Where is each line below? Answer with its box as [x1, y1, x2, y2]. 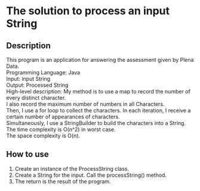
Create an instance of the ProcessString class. [14, 165, 130, 172]
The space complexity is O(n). [6, 132, 81, 139]
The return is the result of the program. [14, 177, 112, 185]
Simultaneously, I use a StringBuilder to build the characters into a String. [6, 120, 186, 126]
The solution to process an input [6, 4, 170, 18]
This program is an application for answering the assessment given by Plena [6, 57, 194, 63]
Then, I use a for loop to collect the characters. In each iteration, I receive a [6, 107, 191, 114]
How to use [6, 149, 49, 159]
